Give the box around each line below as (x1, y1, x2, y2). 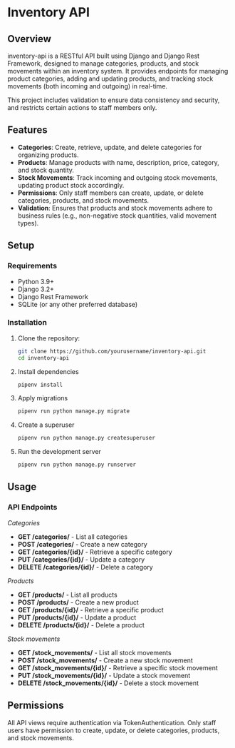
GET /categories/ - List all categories (17, 532, 128, 541)
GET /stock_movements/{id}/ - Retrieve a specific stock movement (17, 663, 219, 672)
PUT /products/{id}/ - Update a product (17, 613, 137, 622)
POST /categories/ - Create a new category (17, 540, 147, 548)
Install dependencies (17, 367, 80, 375)
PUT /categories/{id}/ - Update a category (17, 555, 145, 564)
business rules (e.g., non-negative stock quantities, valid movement (17, 211, 217, 220)
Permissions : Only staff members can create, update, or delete (17, 188, 204, 197)
